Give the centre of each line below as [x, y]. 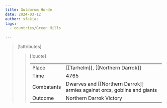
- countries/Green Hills [35, 28]
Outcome [43, 98]
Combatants [46, 87]
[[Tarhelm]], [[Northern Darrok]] [104, 68]
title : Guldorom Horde [29, 10]
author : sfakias [22, 19]
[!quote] [38, 56]
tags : [11, 24]
